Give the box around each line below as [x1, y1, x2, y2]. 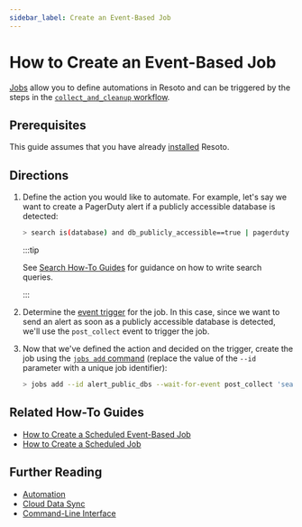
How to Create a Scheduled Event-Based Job [22, 429, 191, 439]
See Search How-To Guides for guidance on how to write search [22, 263, 262, 273]
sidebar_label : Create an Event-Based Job [9, 13, 171, 23]
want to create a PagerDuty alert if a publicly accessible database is [22, 201, 276, 212]
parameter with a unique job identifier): [22, 363, 168, 374]
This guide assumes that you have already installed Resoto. [9, 142, 230, 153]
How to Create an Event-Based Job [9, 51, 277, 72]
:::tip [22, 245, 40, 255]
